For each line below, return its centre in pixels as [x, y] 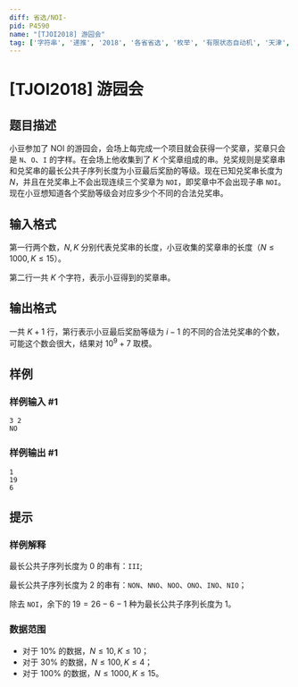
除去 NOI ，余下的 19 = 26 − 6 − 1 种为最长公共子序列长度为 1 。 [123, 604]
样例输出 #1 [33, 453]
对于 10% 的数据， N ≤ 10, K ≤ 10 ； [86, 650]
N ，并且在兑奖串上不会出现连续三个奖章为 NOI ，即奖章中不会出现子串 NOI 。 [148, 182]
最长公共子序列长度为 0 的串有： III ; [76, 566]
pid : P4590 [29, 26]
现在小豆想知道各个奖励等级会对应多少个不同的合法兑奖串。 [119, 193]
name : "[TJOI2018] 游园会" [57, 34]
